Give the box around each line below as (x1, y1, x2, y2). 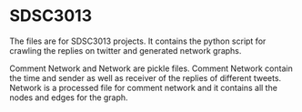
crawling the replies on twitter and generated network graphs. (9, 45, 242, 56)
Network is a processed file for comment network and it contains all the (9, 82, 277, 93)
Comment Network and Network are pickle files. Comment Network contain (9, 63, 293, 74)
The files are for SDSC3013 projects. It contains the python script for (9, 36, 267, 46)
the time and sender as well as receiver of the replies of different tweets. (9, 72, 282, 83)
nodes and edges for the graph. (9, 92, 129, 103)
